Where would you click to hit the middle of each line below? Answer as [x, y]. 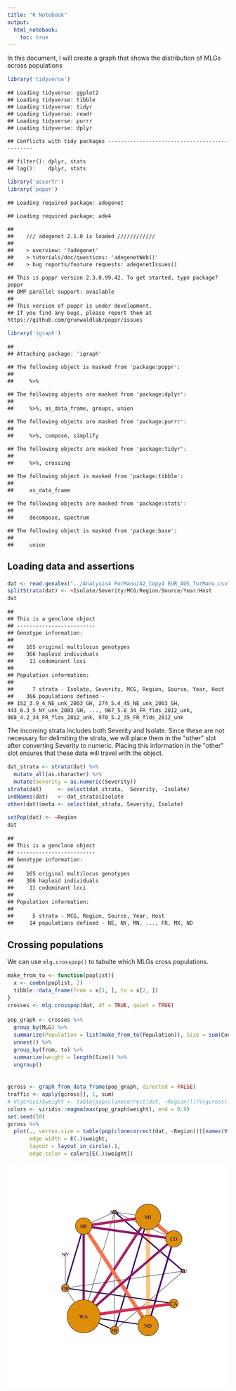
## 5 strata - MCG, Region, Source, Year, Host [86, 916]
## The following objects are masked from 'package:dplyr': [97, 394]
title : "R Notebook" [38, 15]
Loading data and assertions [71, 567]
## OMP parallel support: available [61, 292]
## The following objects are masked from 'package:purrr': [97, 422]
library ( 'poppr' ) [33, 189]
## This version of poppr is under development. [80, 306]
